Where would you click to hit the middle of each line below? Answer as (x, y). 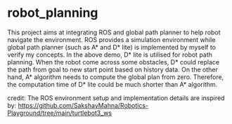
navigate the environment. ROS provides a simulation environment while (111, 39)
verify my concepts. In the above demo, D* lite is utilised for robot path (110, 55)
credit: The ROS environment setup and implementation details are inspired (116, 98)
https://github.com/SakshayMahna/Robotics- (83, 105)
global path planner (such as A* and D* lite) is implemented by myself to (112, 47)
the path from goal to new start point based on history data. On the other (112, 69)
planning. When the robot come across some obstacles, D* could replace (114, 62)
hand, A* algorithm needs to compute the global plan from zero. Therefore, (116, 77)
